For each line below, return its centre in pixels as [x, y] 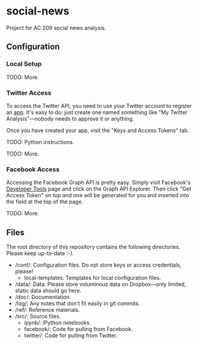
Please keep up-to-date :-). [40, 253]
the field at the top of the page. [45, 202]
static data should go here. [48, 291]
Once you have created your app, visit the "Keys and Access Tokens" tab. [98, 130]
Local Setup [24, 64]
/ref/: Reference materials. [47, 310]
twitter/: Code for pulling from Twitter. [71, 335]
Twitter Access [29, 93]
